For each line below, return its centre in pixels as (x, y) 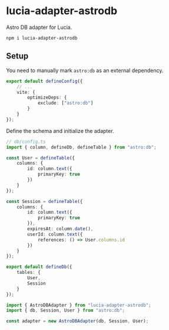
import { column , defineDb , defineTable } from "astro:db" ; (82, 147)
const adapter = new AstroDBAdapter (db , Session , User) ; (77, 321)
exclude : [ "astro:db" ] (65, 103)
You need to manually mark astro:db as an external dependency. (85, 70)
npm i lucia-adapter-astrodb (42, 38)
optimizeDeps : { (47, 98)
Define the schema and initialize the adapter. (60, 130)
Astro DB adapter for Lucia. (39, 27)
